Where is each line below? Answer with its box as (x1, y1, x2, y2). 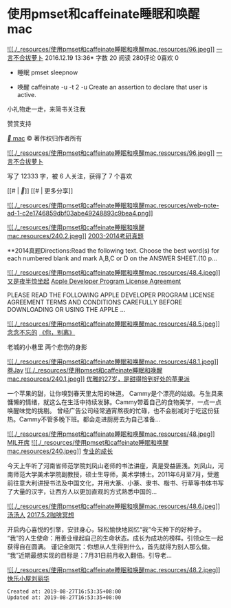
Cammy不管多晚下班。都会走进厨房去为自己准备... (19, 415, 161, 423)
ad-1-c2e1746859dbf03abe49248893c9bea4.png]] (7, 209, 153, 217)
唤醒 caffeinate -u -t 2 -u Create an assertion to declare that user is (16, 83, 208, 91)
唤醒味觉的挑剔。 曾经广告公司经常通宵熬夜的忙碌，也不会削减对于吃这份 (7, 406, 214, 415)
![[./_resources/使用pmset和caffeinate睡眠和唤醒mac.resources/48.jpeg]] (7, 430, 215, 438)
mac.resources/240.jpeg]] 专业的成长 (7, 447, 113, 455)
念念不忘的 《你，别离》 (7, 328, 76, 336)
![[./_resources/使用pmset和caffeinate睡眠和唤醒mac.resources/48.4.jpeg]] (7, 268, 221, 276)
